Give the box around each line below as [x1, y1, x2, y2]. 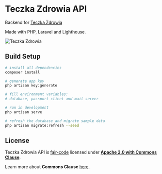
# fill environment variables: [5, 92, 68, 97]
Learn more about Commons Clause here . [5, 164, 90, 170]
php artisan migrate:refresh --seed [5, 123, 79, 128]
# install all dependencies [5, 65, 62, 70]
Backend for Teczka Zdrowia [5, 19, 63, 25]
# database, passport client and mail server [5, 96, 98, 102]
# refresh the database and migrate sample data [5, 118, 105, 123]
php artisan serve [5, 109, 42, 115]
